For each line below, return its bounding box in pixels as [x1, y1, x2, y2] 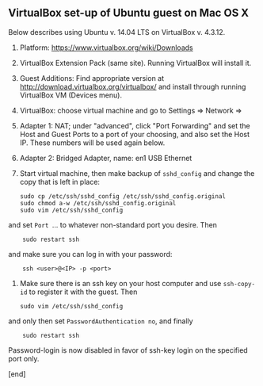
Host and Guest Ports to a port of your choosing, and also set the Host [19, 129, 250, 139]
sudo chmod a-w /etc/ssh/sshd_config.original [19, 199, 177, 207]
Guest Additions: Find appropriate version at [19, 73, 165, 82]
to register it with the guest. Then [29, 287, 138, 296]
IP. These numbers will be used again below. [19, 138, 166, 147]
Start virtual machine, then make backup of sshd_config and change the [19, 168, 255, 178]
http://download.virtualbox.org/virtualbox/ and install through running [19, 82, 246, 91]
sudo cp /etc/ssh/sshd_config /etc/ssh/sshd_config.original [19, 192, 227, 201]
